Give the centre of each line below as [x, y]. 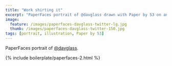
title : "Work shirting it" [34, 10]
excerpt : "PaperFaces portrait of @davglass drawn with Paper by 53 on [83, 15]
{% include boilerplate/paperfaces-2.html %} [53, 58]
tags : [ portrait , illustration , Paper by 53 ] [55, 34]
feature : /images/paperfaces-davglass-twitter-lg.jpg [68, 24]
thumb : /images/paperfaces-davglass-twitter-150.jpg [67, 29]
